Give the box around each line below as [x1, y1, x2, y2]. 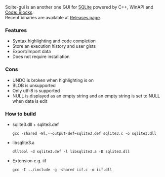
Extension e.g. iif [12, 157, 47, 164]
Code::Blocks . [5, 9, 34, 15]
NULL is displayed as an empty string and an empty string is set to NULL [12, 93, 161, 99]
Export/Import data [12, 49, 51, 55]
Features [5, 27, 27, 33]
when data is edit [12, 98, 48, 104]
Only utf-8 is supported [12, 88, 60, 93]
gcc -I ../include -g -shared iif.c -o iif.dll [12, 167, 112, 172]
